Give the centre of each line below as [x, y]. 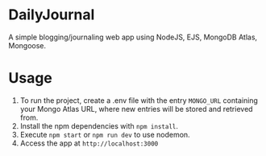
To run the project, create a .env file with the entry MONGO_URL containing [139, 100]
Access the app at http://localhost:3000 [89, 143]
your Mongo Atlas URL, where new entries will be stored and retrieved [136, 109]
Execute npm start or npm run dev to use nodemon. [105, 134]
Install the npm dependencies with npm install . [99, 125]
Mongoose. [27, 45]
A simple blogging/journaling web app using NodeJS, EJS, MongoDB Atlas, [133, 37]
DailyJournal [52, 15]
